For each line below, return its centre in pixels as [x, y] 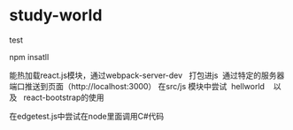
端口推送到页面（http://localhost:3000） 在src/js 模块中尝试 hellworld [137, 86]
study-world [56, 15]
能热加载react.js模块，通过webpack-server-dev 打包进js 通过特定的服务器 [147, 75]
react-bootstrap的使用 [64, 97]
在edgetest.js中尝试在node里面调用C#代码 [87, 116]
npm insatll [29, 57]
